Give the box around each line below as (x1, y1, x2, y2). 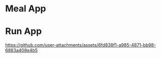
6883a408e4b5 (5, 48, 38, 54)
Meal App (5, 3, 46, 14)
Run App (5, 26, 42, 37)
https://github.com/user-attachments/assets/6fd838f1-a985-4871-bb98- (5, 42, 156, 48)
